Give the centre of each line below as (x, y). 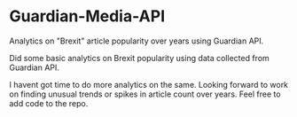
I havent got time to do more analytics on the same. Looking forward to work (149, 84)
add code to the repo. (49, 103)
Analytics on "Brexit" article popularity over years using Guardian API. (137, 41)
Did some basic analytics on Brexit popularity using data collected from (140, 58)
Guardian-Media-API (87, 16)
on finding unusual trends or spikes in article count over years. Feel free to (145, 94)
